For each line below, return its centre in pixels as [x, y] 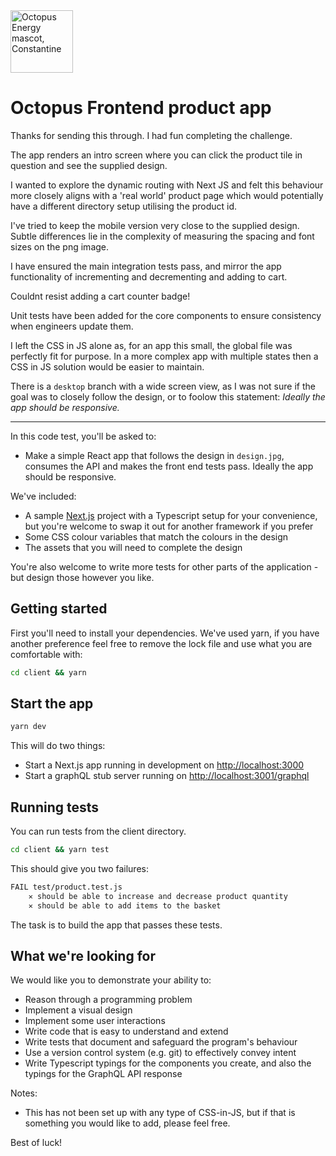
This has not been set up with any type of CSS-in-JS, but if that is [160, 1113]
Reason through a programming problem [108, 1000]
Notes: [24, 1093]
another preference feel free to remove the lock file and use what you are [161, 643]
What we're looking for [83, 956]
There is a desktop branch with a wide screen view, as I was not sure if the [163, 386]
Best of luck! [36, 1143]
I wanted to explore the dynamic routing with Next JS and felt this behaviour [167, 185]
